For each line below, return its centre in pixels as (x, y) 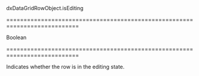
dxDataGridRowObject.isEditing (45, 8)
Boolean (16, 37)
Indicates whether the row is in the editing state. (65, 67)
